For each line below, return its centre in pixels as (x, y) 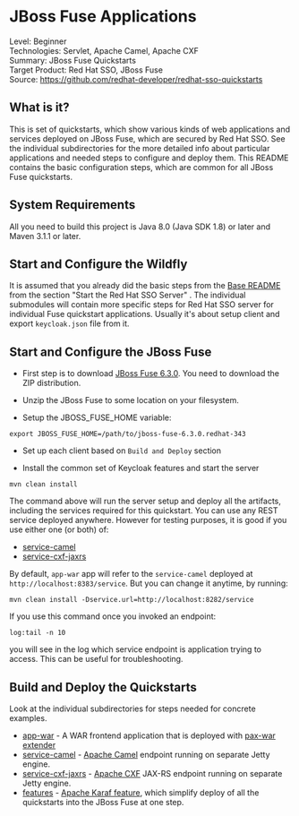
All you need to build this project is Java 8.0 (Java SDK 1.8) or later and (140, 227)
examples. (28, 718)
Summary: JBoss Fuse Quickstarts (73, 60)
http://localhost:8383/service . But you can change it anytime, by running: (149, 583)
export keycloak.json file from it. (69, 323)
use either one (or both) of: (59, 529)
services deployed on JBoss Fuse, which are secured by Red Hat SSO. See (147, 138)
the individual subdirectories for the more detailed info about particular (140, 148)
